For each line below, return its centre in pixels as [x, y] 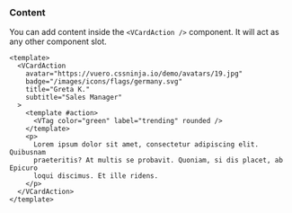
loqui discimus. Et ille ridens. [96, 176]
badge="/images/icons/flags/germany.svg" [104, 82]
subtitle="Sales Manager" [74, 98]
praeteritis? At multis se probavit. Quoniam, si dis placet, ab [158, 160]
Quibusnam [28, 153]
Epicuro [24, 168]
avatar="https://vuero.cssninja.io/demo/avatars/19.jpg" [134, 74]
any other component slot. [58, 41]
